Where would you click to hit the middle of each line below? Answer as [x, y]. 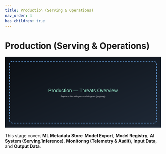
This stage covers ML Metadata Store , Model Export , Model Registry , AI [80, 136]
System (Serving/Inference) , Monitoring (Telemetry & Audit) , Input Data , [81, 141]
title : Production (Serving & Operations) [49, 10]
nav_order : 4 [19, 16]
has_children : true [25, 21]
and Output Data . [23, 146]
